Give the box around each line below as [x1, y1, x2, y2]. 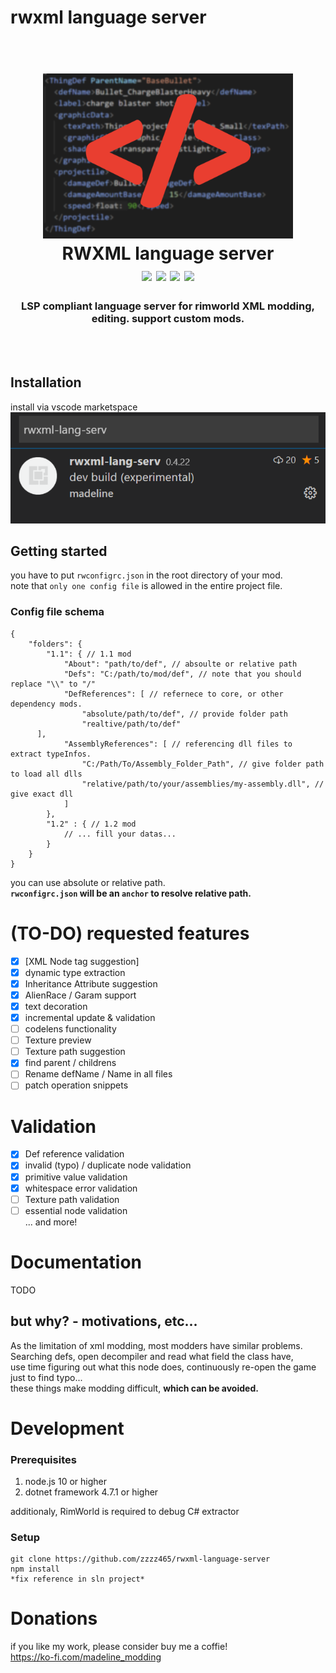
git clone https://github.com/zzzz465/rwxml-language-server [10, 1554, 271, 1565]
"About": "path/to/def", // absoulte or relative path [63, 659, 298, 669]
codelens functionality [24, 1023, 117, 1035]
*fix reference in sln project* [10, 1574, 145, 1585]
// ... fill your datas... [63, 829, 177, 839]
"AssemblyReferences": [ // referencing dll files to [63, 739, 293, 749]
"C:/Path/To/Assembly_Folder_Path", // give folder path [81, 759, 325, 769]
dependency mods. [10, 699, 83, 709]
